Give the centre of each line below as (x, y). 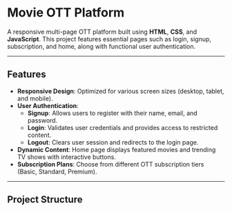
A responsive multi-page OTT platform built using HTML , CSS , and (102, 32)
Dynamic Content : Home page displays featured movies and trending (116, 149)
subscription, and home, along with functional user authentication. (101, 46)
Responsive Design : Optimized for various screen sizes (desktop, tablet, (120, 91)
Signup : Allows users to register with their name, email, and (113, 113)
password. (42, 120)
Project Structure (45, 200)
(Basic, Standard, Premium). (57, 171)
